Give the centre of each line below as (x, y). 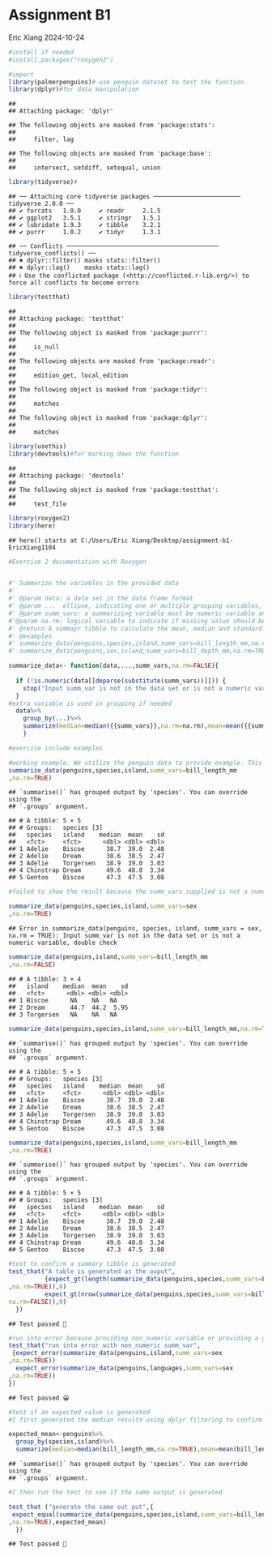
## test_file (38, 504)
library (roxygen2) (39, 518)
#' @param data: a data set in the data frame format (101, 598)
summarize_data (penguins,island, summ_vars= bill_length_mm (108, 957)
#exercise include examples (56, 748)
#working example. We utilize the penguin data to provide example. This (136, 763)
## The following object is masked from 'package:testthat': (114, 489)
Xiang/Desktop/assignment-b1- (182, 541)
